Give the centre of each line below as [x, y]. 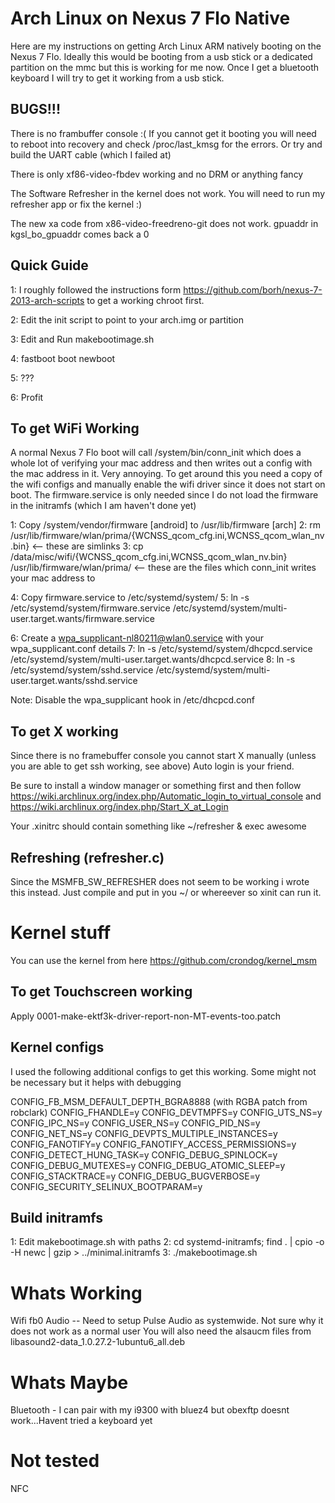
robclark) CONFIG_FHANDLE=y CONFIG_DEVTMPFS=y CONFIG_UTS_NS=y [166, 1112]
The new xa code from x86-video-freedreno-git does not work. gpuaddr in [164, 223]
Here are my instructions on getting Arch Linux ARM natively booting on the [166, 46]
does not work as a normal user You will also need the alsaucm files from [161, 1331]
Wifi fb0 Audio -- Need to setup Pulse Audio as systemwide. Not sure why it [167, 1321]
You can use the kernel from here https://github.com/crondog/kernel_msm [164, 960]
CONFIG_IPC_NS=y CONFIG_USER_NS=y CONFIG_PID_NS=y [135, 1123]
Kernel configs [57, 1047]
